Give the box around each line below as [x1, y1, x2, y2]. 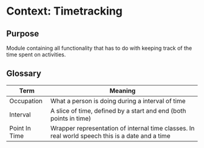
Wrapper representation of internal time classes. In [50, 124, 195, 132]
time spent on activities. [6, 51, 66, 58]
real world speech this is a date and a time [50, 132, 171, 140]
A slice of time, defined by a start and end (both [50, 106, 186, 115]
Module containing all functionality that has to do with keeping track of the [6, 44, 192, 52]
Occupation [9, 96, 43, 105]
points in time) [50, 114, 92, 123]
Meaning [109, 86, 136, 95]
